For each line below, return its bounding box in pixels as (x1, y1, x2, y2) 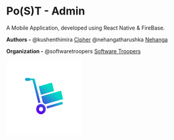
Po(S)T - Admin (6, 4, 86, 18)
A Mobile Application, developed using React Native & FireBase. (6, 24, 165, 31)
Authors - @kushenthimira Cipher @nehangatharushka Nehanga (6, 36, 168, 43)
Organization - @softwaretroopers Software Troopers (6, 47, 141, 55)
